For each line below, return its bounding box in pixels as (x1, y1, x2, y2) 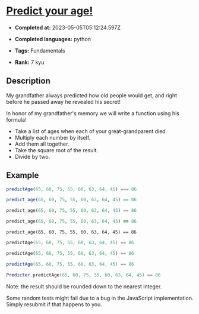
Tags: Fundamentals (14, 47, 65, 54)
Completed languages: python (14, 35, 91, 42)
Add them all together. (14, 140, 70, 147)
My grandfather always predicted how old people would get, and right (6, 91, 177, 99)
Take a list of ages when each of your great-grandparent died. (14, 127, 168, 135)
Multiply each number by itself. (14, 134, 91, 141)
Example (6, 170, 39, 180)
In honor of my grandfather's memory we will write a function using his (6, 109, 180, 117)
